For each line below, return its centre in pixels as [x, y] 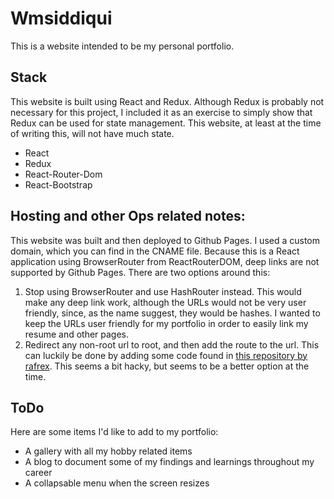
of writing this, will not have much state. [92, 133]
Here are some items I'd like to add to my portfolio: [114, 432]
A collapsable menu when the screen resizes [117, 483]
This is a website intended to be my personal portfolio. [122, 46]
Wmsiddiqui [61, 18]
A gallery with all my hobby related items [108, 451]
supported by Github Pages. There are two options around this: [140, 272]
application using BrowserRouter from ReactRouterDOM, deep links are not [165, 261]
